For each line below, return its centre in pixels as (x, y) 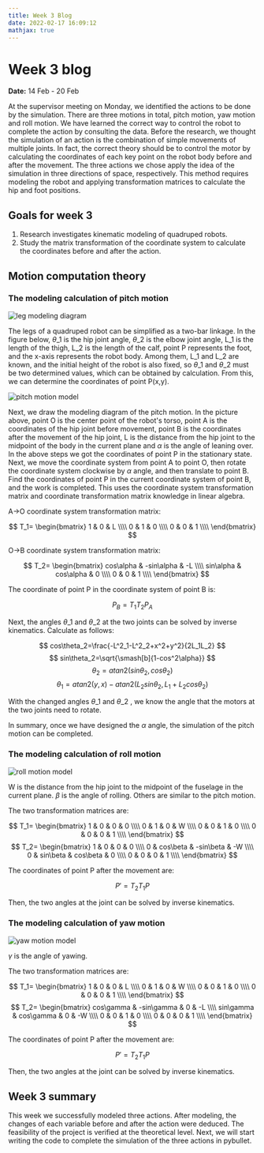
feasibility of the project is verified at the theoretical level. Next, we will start (131, 1132)
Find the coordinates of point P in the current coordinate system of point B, (130, 479)
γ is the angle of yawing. (48, 955)
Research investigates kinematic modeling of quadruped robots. (123, 235)
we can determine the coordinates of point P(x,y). (89, 381)
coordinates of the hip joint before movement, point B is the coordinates (125, 428)
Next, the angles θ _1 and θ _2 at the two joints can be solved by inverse (123, 622)
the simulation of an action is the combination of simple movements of (122, 140)
